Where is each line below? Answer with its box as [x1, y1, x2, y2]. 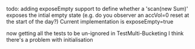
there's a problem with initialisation [6, 36, 93, 43]
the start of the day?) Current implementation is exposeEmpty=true [6, 18, 174, 25]
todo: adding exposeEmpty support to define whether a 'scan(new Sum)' [6, 5, 188, 12]
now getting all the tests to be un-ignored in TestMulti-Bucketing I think [6, 30, 184, 37]
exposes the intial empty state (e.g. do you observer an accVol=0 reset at [6, 11, 190, 19]
